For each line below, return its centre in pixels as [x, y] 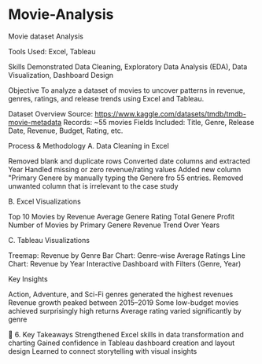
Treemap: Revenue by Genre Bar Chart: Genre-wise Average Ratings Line [127, 255]
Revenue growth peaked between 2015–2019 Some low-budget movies [124, 302]
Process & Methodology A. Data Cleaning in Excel [89, 145]
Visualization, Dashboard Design [61, 75]
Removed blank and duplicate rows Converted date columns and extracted [129, 161]
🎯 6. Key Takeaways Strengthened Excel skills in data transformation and [126, 334]
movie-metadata [35, 122]
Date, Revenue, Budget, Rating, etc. [66, 131]
